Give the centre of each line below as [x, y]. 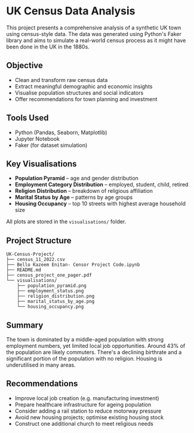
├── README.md [24, 270]
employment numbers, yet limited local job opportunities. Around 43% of [96, 346]
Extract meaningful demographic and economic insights [84, 86]
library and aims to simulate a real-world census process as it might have [96, 40]
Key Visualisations [41, 164]
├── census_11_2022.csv [36, 260]
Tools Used [27, 118]
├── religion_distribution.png [56, 296]
